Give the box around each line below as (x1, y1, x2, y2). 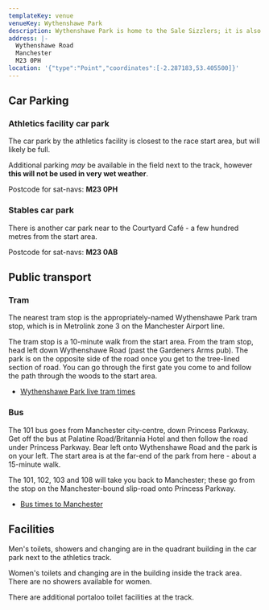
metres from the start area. (8, 231, 98, 241)
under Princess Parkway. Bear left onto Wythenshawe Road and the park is (8, 442, 258, 451)
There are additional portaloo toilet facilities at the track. (8, 592, 195, 602)
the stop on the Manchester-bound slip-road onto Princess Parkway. (8, 484, 236, 493)
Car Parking (8, 94, 69, 108)
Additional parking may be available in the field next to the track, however (8, 160, 253, 170)
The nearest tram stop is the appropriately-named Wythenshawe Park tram (8, 313, 258, 323)
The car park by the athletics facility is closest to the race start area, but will (8, 136, 260, 146)
